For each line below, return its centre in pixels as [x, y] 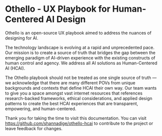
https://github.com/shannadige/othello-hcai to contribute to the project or [79, 123]
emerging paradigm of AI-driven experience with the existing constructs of [80, 58]
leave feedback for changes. [34, 128]
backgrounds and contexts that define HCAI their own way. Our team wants [81, 88]
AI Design [66, 19]
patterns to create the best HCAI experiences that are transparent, [71, 103]
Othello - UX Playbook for [58, 9]
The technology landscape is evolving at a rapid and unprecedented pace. [80, 47]
